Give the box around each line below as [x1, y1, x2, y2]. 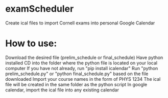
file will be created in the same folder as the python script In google [5, 81, 148, 87]
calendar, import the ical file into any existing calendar [5, 87, 119, 93]
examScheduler [5, 3, 74, 15]
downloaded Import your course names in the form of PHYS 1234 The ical [5, 76, 161, 82]
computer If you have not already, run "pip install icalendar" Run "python [5, 65, 158, 71]
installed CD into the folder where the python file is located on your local [5, 59, 157, 66]
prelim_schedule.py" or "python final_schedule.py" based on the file [5, 71, 149, 77]
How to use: [5, 38, 57, 49]
